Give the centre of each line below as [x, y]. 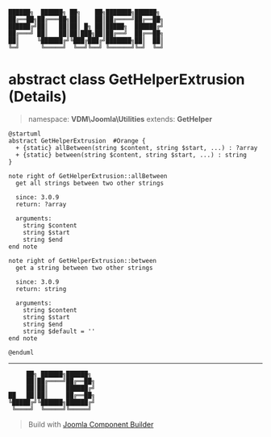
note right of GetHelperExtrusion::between [83, 260]
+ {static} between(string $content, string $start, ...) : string [131, 155]
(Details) [38, 97]
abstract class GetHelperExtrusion [127, 79]
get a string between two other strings [84, 268]
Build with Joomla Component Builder [91, 424]
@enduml [21, 352]
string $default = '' [59, 331]
